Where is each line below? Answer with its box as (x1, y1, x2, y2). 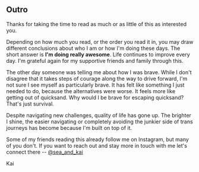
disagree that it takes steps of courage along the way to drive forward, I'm (6, 75, 188, 82)
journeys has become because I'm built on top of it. (6, 124, 132, 131)
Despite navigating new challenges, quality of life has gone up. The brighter (6, 112, 192, 119)
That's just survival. (6, 100, 55, 107)
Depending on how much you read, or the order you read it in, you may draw (6, 38, 194, 45)
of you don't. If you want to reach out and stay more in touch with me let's (6, 142, 187, 149)
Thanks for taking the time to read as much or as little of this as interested (6, 20, 187, 27)
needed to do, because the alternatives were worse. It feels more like (6, 87, 176, 94)
